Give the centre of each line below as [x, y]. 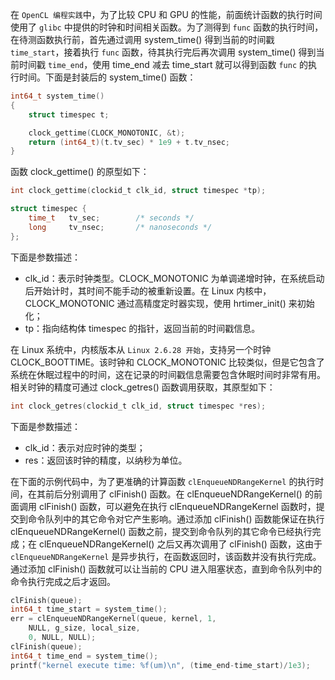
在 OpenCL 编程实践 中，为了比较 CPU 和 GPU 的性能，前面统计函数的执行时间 [166, 14]
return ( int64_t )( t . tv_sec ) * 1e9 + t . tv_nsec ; [129, 142]
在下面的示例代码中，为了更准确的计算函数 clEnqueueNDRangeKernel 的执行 [163, 481]
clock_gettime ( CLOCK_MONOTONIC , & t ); [107, 133]
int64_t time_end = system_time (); [84, 656]
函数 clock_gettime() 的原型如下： [80, 172]
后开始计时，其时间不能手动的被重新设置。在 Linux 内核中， [148, 290]
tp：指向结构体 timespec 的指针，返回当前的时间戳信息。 [142, 328]
